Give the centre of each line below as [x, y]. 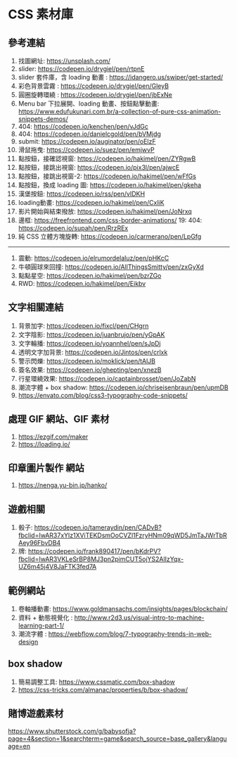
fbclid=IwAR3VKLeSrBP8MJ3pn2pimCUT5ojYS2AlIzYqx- [101, 559]
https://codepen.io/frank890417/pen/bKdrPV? [94, 551]
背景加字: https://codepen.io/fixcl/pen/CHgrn [83, 325]
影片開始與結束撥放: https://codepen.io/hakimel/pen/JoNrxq [105, 211]
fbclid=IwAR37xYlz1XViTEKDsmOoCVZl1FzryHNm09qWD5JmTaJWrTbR [122, 535]
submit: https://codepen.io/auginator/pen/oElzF [87, 141]
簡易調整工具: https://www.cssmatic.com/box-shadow [96, 682]
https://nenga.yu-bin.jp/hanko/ [63, 485]
